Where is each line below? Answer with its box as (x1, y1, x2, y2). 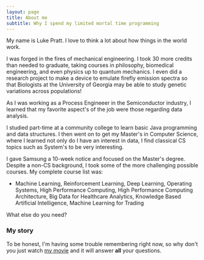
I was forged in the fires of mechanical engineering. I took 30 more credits (6, 55, 192, 63)
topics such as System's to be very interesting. (6, 144, 124, 151)
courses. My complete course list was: (6, 168, 104, 175)
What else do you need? (6, 211, 67, 219)
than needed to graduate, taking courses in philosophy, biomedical (6, 61, 174, 69)
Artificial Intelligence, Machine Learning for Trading (15, 199, 144, 207)
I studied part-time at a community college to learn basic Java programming (6, 124, 197, 132)
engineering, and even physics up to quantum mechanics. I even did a (6, 68, 182, 76)
